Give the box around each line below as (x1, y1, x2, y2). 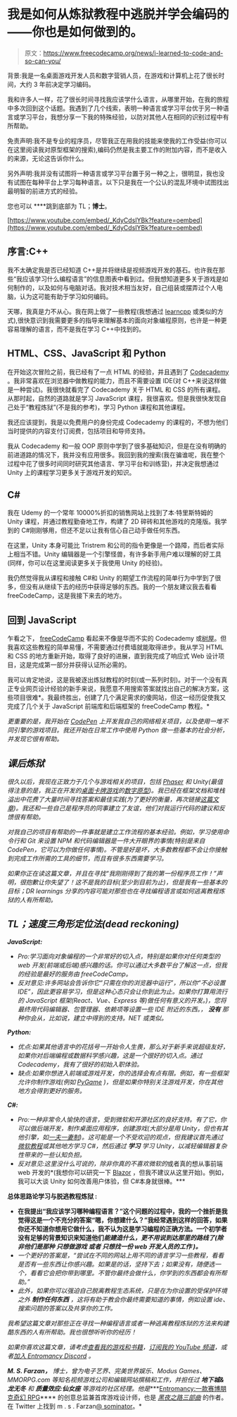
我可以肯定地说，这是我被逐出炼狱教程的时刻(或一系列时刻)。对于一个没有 (7, 675, 222, 685)
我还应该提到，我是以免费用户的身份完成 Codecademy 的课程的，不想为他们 (7, 418, 229, 426)
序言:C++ (7, 246, 49, 258)
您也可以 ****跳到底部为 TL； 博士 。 (7, 202, 111, 210)
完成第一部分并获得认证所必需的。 (31, 661, 131, 669)
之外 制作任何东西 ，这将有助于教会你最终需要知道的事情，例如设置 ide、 (17, 1295, 229, 1303)
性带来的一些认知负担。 (17, 1150, 86, 1159)
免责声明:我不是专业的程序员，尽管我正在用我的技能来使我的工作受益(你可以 (7, 136, 227, 145)
